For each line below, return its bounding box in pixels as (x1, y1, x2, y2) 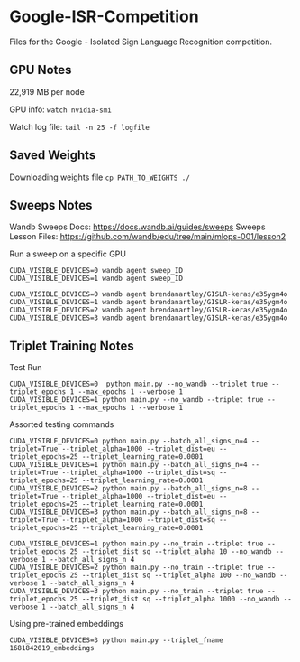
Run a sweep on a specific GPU (9, 248, 126, 259)
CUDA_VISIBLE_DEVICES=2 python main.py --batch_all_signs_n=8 (9, 484, 248, 493)
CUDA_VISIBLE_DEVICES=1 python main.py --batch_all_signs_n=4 (9, 461, 248, 470)
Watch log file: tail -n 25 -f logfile (9, 121, 150, 132)
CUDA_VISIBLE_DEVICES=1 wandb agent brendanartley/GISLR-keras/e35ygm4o (9, 298, 288, 307)
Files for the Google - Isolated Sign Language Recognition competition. (9, 36, 273, 47)
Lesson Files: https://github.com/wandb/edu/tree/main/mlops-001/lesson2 (9, 231, 286, 242)
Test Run (9, 362, 42, 373)
